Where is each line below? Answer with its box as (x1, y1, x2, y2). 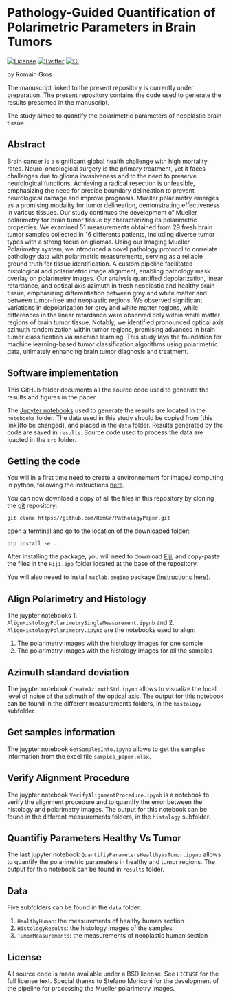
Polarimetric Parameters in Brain (7, 19, 197, 35)
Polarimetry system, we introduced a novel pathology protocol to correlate (7, 244, 218, 253)
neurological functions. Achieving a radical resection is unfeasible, (7, 179, 195, 187)
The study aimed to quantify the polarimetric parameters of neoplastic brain (7, 112, 222, 120)
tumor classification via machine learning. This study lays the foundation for (7, 333, 222, 341)
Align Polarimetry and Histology (7, 593, 147, 604)
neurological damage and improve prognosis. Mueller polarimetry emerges (7, 193, 219, 202)
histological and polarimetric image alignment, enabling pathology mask (7, 266, 211, 275)
